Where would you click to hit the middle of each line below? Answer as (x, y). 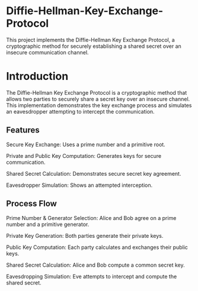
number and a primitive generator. (48, 224)
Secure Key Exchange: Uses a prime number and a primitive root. (86, 144)
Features (23, 130)
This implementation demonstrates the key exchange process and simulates (99, 105)
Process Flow (32, 204)
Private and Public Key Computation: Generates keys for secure (84, 156)
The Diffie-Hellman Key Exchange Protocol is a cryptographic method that (97, 92)
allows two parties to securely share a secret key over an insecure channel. (98, 99)
